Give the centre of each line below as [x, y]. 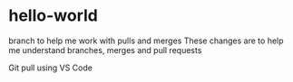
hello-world [54, 16]
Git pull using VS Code [50, 68]
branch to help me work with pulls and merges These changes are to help [146, 41]
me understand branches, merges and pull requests [105, 50]
